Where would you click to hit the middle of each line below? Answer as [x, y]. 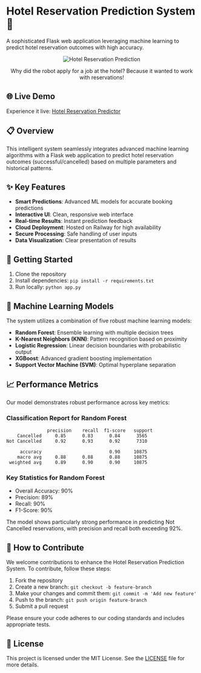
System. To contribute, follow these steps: [59, 569]
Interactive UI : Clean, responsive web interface [74, 214]
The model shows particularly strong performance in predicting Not [91, 522]
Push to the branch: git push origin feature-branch [81, 600]
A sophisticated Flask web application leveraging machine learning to [93, 41]
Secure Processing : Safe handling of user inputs [76, 234]
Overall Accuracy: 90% [44, 491]
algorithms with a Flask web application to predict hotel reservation [90, 155]
